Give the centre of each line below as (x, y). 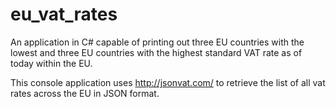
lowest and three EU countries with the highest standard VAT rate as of (156, 52)
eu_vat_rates (64, 14)
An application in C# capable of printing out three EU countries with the (157, 42)
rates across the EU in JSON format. (85, 93)
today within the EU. (51, 63)
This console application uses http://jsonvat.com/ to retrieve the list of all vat (168, 82)
